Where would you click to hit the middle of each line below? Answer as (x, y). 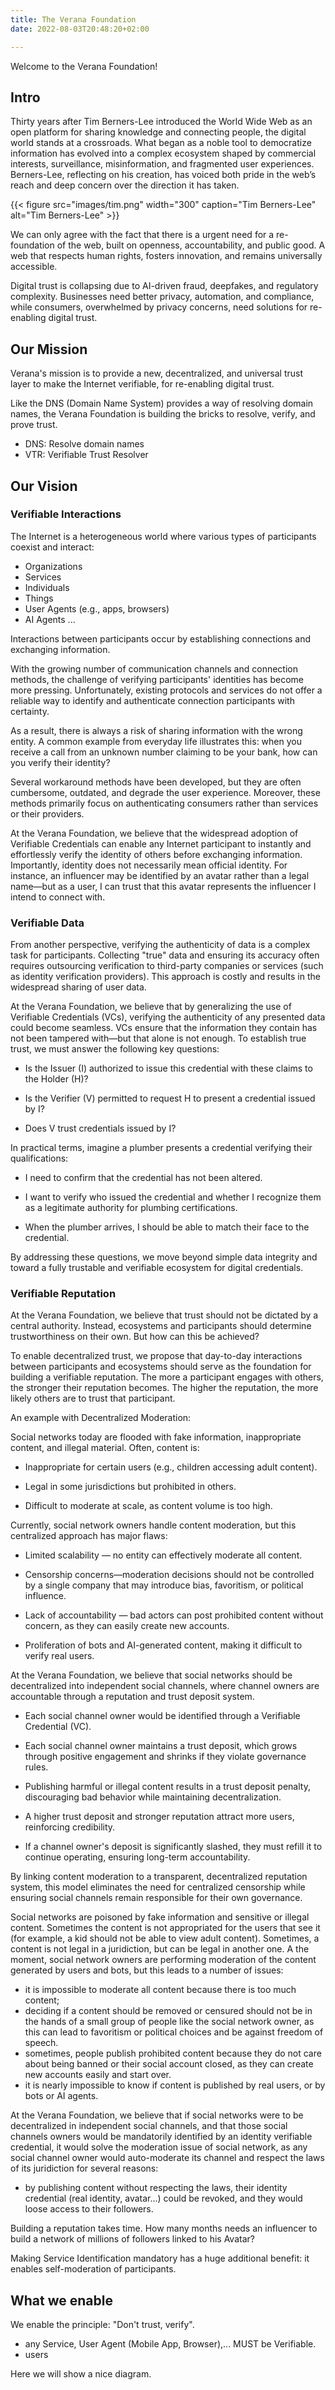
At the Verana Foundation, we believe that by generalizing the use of (151, 1007)
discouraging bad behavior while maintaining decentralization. (153, 1797)
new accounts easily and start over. (98, 2075)
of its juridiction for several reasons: (84, 2168)
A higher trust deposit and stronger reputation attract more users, (159, 1817)
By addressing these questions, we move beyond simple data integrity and (164, 1257)
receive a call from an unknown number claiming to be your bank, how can (164, 752)
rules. (36, 1767)
